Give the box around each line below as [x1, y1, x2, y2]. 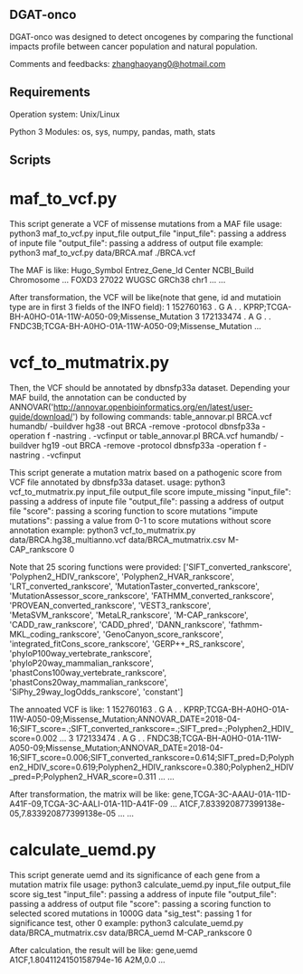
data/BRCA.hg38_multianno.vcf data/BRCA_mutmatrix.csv [9, 534, 226, 545]
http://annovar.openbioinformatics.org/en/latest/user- [52, 402, 253, 412]
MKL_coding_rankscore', [9, 629, 101, 639]
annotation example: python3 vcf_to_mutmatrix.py [9, 525, 196, 535]
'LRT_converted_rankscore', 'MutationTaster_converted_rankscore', [9, 581, 260, 591]
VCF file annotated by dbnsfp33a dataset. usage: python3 [9, 477, 226, 487]
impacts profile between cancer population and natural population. [9, 41, 258, 52]
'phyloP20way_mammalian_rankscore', [9, 657, 154, 668]
